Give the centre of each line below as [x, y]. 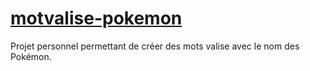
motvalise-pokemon [96, 18]
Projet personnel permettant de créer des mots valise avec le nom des [155, 46]
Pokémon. [31, 56]
